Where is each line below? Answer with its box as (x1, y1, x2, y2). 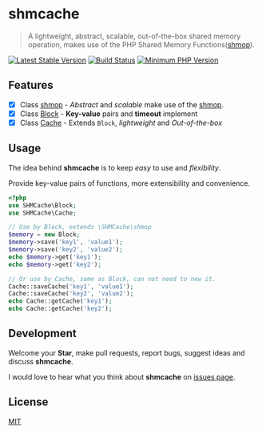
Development (8, 327, 77, 340)
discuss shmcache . (8, 356, 73, 366)
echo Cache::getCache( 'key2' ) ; (8, 305, 113, 313)
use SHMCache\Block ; (8, 201, 77, 209)
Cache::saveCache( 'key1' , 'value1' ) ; (8, 282, 134, 291)
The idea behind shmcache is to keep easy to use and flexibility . (8, 163, 221, 172)
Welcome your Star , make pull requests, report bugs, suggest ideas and (8, 348, 245, 357)
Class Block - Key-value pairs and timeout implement (19, 109, 198, 119)
